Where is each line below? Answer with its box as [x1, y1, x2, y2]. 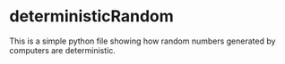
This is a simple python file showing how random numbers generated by [9, 36, 276, 46]
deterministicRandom [9, 6, 175, 27]
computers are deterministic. [9, 44, 117, 55]
